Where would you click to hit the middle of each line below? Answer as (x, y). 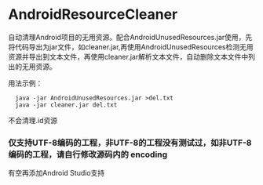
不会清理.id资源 (33, 120)
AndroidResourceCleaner (93, 15)
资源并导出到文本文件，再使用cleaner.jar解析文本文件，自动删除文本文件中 (128, 56)
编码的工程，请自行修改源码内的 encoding (88, 154)
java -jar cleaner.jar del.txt (66, 105)
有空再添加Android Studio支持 (57, 173)
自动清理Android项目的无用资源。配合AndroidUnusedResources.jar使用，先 (130, 37)
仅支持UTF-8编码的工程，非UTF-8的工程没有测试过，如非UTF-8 (130, 143)
